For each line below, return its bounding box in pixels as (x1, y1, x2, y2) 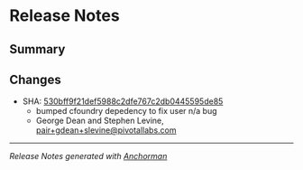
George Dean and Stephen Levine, (35, 115, 164, 127)
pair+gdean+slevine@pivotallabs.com (35, 125, 178, 136)
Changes (9, 71, 61, 87)
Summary (9, 42, 66, 57)
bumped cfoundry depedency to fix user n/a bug (35, 106, 218, 117)
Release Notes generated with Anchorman (9, 151, 168, 162)
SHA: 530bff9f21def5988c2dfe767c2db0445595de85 (22, 96, 224, 107)
